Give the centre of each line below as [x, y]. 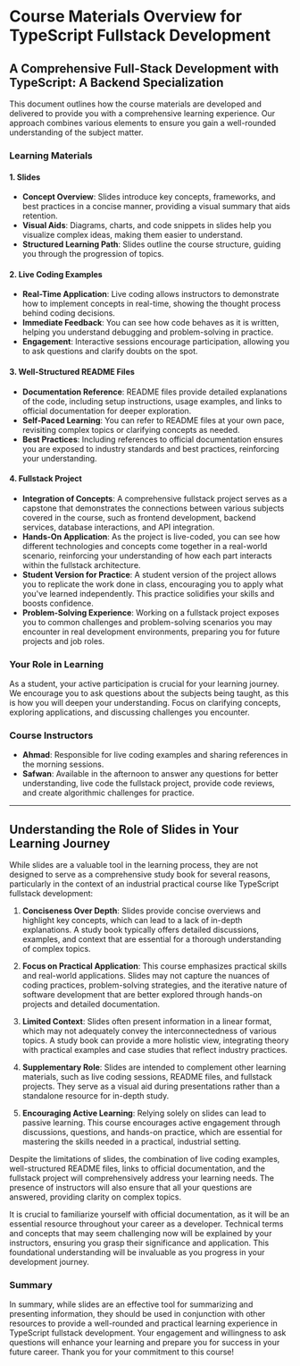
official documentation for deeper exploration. [107, 411]
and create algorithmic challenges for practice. [108, 793]
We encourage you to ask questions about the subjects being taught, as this [149, 693]
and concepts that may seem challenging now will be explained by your [141, 1234]
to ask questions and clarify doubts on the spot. [110, 352]
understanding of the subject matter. [77, 132]
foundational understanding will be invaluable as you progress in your [137, 1252]
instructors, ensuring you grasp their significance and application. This [139, 1243]
